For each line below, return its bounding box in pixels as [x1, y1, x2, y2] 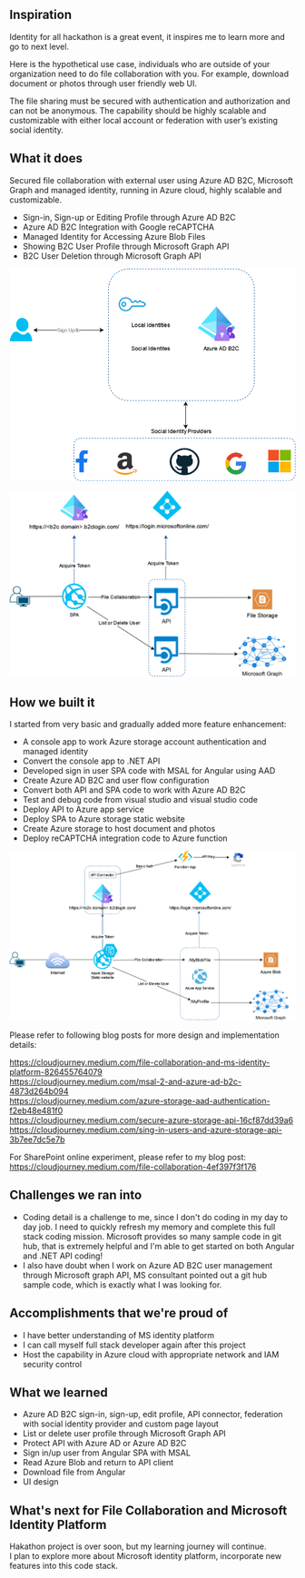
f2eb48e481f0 [9, 1105, 64, 1116]
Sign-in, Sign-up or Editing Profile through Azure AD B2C [22, 212, 236, 222]
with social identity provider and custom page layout [22, 1418, 220, 1429]
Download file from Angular [22, 1466, 126, 1478]
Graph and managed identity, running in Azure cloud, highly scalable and [9, 184, 282, 195]
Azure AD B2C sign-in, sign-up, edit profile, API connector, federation [22, 1409, 283, 1420]
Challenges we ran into [9, 1188, 143, 1203]
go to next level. [9, 41, 70, 52]
